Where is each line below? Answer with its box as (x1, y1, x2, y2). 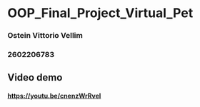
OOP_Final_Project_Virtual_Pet (7, 5, 194, 21)
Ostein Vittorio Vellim (7, 31, 84, 41)
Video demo (7, 71, 63, 83)
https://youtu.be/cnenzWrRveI (7, 91, 101, 101)
